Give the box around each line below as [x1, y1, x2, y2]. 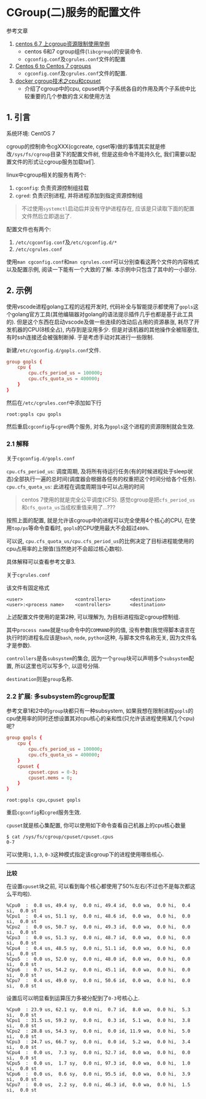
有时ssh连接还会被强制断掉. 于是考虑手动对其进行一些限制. [6, 333, 154, 341]
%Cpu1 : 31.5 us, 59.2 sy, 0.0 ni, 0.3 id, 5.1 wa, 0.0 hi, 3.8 [6, 1017, 191, 1024]
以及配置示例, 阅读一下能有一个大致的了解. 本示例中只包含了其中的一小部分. [6, 265, 197, 273]
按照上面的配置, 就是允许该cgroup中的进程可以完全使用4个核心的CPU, [6, 517, 184, 524]
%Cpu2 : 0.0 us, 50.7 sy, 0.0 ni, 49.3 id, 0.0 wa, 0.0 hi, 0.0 [6, 924, 191, 930]
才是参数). [6, 642, 32, 649]
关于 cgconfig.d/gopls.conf [6, 455, 75, 462]
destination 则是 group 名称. [6, 675, 74, 683]
